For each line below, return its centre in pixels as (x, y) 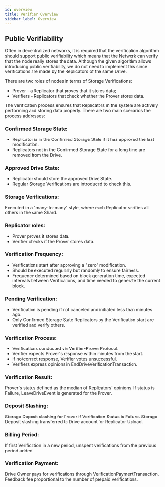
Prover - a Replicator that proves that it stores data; (64, 91)
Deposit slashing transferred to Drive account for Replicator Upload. (74, 421)
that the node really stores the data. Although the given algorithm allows (78, 61)
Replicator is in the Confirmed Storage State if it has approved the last (83, 139)
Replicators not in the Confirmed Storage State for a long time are (79, 150)
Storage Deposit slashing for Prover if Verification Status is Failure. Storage (81, 417)
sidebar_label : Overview (31, 19)
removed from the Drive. (37, 155)
